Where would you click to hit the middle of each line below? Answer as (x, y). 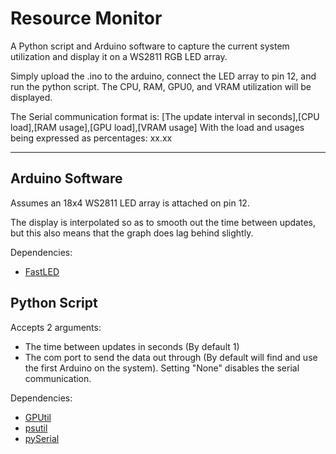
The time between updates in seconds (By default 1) (132, 346)
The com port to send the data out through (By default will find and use (171, 357)
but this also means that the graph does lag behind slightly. (132, 233)
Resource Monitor (86, 18)
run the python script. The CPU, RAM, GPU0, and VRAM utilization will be (161, 86)
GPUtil (38, 417)
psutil (36, 428)
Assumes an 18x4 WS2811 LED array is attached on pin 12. (130, 203)
